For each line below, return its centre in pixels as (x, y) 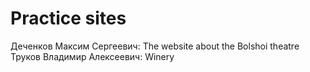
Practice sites (68, 18)
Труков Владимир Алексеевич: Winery (92, 56)
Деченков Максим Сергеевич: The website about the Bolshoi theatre (155, 46)
